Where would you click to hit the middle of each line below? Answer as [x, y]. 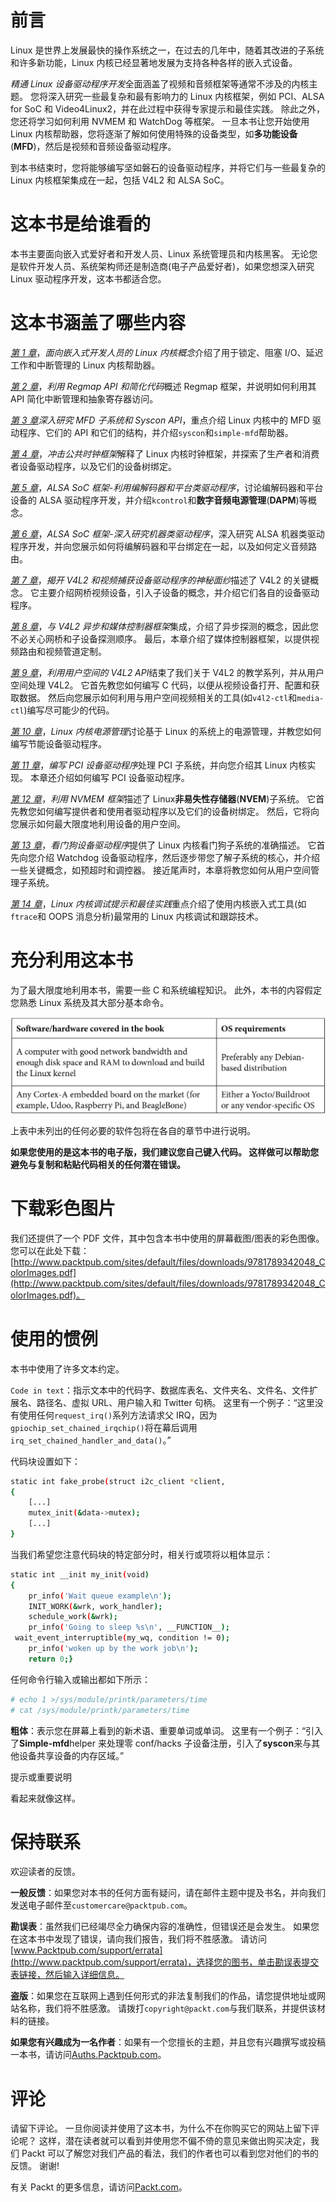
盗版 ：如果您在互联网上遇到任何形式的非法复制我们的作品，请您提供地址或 [163, 1996]
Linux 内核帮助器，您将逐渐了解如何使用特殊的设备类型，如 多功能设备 [154, 133]
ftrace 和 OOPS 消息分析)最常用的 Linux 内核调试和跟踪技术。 [137, 916]
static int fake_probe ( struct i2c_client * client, [118, 1481]
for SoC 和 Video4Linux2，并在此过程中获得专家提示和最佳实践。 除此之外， [168, 108]
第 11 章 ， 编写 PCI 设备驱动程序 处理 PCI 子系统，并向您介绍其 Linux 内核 [159, 765]
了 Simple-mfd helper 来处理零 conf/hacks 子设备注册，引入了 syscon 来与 [161, 1743]
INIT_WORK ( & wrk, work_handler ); [95, 1606]
